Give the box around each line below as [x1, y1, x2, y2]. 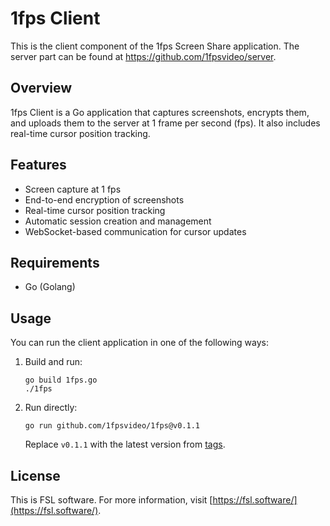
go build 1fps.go [24, 375, 98, 386]
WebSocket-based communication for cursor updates [24, 225, 247, 237]
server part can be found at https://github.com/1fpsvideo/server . [10, 50, 277, 62]
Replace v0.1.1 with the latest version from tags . [24, 438, 226, 451]
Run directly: [24, 402, 78, 414]
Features [10, 157, 67, 174]
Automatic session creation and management [24, 215, 212, 227]
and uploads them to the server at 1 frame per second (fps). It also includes [10, 117, 321, 129]
